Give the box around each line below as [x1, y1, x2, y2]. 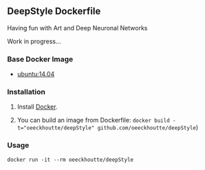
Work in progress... [7, 37, 61, 45]
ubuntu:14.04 [17, 70, 55, 78]
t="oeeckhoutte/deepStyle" [17, 125, 95, 131]
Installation [7, 87, 46, 97]
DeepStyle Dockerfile [7, 6, 101, 17]
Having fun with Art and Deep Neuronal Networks [7, 23, 148, 32]
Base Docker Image [7, 54, 74, 64]
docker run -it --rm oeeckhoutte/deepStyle [7, 156, 134, 163]
